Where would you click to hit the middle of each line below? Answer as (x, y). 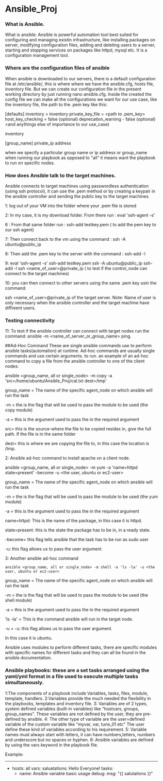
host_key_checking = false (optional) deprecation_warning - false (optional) (80, 119)
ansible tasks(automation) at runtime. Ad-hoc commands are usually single (80, 351)
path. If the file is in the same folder (41, 434)
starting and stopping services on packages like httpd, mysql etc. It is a (76, 50)
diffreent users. (20, 308)
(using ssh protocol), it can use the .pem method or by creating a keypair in (80, 191)
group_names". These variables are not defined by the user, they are (73, 714)
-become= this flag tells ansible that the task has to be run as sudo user (77, 540)
